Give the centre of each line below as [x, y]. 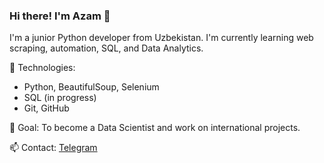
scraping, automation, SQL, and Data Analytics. [106, 48]
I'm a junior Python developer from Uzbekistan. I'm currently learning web [161, 38]
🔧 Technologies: [42, 68]
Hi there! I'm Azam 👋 [60, 16]
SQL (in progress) [60, 98]
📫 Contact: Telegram [53, 148]
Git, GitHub [46, 108]
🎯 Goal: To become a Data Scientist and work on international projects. [155, 128]
